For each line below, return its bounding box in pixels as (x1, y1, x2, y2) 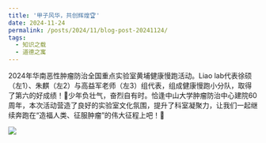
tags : (8, 33, 26, 42)
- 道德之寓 (15, 48, 47, 56)
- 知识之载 (15, 41, 47, 49)
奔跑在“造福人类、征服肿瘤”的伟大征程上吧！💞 (14, 111, 165, 119)
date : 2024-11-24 (8, 19, 66, 27)
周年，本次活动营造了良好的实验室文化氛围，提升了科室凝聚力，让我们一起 (8, 100, 251, 110)
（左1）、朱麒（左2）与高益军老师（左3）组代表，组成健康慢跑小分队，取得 (8, 81, 252, 90)
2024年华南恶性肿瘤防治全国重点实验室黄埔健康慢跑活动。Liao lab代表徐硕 (8, 71, 253, 80)
